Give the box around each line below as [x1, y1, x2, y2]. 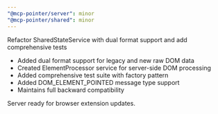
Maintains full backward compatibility [17, 86, 125, 94]
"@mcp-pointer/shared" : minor [7, 17, 95, 23]
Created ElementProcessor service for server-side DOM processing [17, 64, 212, 72]
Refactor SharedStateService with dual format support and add [7, 35, 187, 44]
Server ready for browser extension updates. [7, 99, 135, 107]
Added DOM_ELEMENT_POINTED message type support [17, 78, 180, 86]
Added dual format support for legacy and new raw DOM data [17, 56, 194, 64]
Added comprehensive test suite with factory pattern [17, 70, 169, 79]
